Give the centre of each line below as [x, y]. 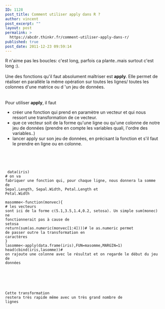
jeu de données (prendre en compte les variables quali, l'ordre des [80, 128]
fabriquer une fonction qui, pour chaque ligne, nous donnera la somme [80, 180]
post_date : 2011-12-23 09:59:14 [38, 46]
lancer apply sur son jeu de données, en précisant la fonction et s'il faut [85, 138]
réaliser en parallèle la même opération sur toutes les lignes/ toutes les [77, 82]
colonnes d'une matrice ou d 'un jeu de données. [55, 87]
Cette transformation [27, 293]
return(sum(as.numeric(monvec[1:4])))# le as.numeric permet [69, 228]
